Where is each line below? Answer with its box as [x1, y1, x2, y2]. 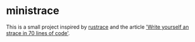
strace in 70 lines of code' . [6, 29, 70, 36]
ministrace [6, 4, 60, 17]
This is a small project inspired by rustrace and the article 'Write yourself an [6, 23, 189, 30]
